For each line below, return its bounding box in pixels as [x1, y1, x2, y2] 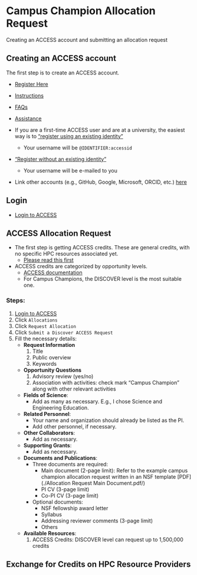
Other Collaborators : [23, 429, 75, 436]
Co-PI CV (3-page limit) [41, 492, 99, 499]
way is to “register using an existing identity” [14, 132, 123, 139]
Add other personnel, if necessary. [32, 423, 117, 430]
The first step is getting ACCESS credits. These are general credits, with [14, 244, 190, 251]
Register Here [14, 80, 48, 87]
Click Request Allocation [14, 322, 77, 329]
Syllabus [41, 511, 62, 518]
